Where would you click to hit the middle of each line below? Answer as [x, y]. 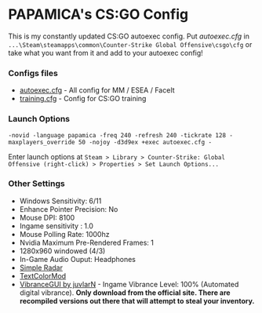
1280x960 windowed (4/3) [62, 251]
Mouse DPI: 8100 [47, 217]
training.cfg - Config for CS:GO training [83, 99]
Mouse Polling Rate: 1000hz [64, 234]
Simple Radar [41, 268]
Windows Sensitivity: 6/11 [60, 201]
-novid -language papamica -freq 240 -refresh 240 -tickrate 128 [117, 135]
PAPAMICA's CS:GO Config [98, 15]
